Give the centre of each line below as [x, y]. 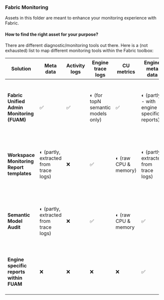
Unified [16, 101]
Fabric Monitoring [27, 7]
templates [20, 173]
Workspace [21, 155]
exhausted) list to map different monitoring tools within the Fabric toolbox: [79, 50]
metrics [126, 71]
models [98, 113]
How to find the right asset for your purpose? [52, 34]
